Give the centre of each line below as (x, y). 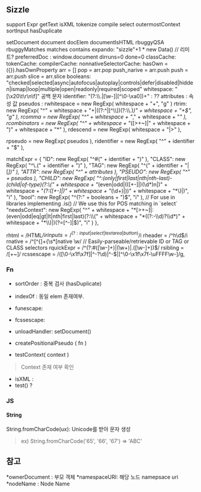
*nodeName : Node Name (38, 484)
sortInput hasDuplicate (34, 31)
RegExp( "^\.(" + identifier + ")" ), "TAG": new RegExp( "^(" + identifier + (95, 165)
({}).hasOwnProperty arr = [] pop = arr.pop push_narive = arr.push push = (97, 70)
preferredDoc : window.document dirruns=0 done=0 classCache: (95, 57)
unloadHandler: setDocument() (53, 331)
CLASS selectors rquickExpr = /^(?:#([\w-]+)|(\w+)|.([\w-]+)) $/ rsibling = (95, 248)
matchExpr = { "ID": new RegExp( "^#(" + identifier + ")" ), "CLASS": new (96, 159)
